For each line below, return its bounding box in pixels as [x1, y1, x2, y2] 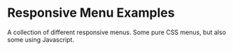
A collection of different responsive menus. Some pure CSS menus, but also [7, 28, 226, 36]
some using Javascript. [7, 35, 75, 43]
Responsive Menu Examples [7, 5, 175, 21]
